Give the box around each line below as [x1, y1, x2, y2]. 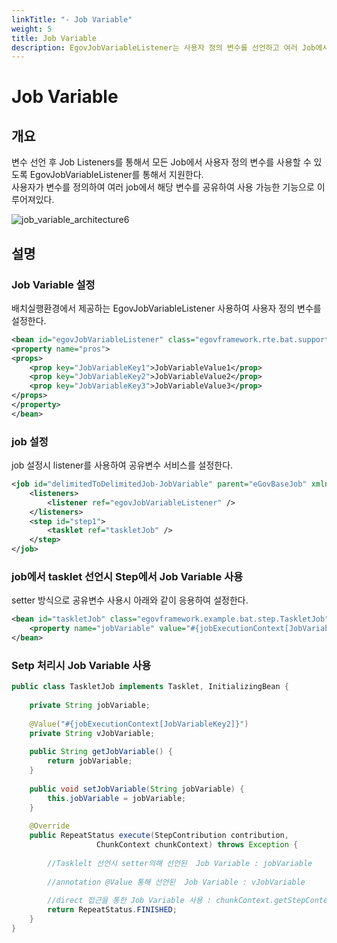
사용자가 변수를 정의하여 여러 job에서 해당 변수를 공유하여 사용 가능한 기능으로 [11, 181, 315, 193]
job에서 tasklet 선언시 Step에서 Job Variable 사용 [11, 570, 244, 584]
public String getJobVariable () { [29, 747, 173, 757]
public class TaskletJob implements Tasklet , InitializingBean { [11, 682, 289, 692]
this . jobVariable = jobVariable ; [47, 793, 187, 803]
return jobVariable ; [47, 756, 133, 766]
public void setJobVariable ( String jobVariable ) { [29, 784, 245, 794]
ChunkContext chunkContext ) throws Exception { [96, 840, 299, 850]
